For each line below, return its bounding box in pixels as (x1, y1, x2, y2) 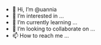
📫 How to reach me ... (12, 32, 69, 39)
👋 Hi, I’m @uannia (12, 6, 57, 13)
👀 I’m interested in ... (12, 12, 64, 19)
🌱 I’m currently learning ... (12, 19, 78, 26)
